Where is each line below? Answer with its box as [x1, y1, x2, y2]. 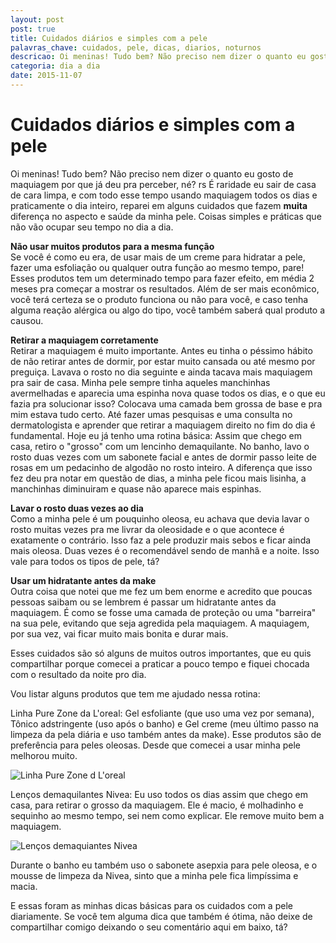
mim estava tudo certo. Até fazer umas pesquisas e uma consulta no [10, 408, 293, 420]
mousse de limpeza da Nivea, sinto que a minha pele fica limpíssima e [10, 869, 299, 881]
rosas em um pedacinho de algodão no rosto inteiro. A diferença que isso [10, 461, 313, 473]
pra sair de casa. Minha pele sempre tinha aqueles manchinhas [10, 376, 271, 388]
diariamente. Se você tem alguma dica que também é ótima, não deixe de [10, 910, 313, 922]
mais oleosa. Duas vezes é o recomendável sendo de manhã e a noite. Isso [10, 544, 320, 556]
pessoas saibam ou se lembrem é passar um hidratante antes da [10, 596, 277, 608]
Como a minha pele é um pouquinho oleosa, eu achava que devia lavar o [10, 512, 310, 525]
